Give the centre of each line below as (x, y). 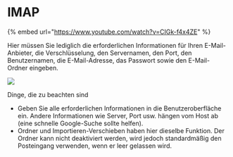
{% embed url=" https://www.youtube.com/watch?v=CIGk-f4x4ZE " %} (109, 32)
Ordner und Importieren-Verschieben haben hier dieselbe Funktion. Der (121, 130)
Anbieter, (20, 53)
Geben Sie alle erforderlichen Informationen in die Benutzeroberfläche (119, 108)
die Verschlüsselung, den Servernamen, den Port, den (113, 53)
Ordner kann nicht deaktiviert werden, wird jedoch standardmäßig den (119, 138)
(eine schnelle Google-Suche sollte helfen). (80, 123)
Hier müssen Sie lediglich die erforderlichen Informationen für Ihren (105, 45)
